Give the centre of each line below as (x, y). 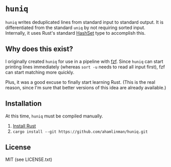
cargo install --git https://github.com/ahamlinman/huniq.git (80, 132)
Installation (23, 104)
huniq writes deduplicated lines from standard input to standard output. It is (84, 22)
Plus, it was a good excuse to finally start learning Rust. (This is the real (80, 82)
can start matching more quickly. (40, 72)
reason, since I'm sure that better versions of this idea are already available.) (86, 87)
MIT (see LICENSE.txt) (29, 159)
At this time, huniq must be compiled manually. (54, 116)
